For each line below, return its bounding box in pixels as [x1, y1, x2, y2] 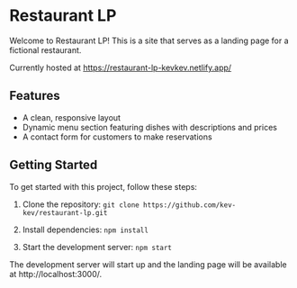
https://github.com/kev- [142, 200, 237, 210]
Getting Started [9, 157, 98, 173]
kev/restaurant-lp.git [22, 208, 108, 217]
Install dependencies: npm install [22, 224, 148, 235]
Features [9, 88, 60, 103]
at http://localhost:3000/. [9, 268, 103, 279]
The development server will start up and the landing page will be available [9, 258, 287, 270]
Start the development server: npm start [22, 241, 173, 252]
